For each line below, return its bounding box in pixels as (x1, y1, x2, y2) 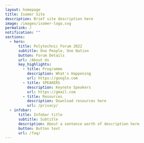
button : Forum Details (18, 53, 65, 58)
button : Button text (18, 126, 60, 131)
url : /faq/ (18, 131, 41, 136)
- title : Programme (23, 67, 63, 72)
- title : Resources (23, 94, 63, 99)
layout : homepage (5, 7, 41, 12)
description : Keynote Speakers (27, 85, 91, 90)
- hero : (9, 39, 26, 44)
